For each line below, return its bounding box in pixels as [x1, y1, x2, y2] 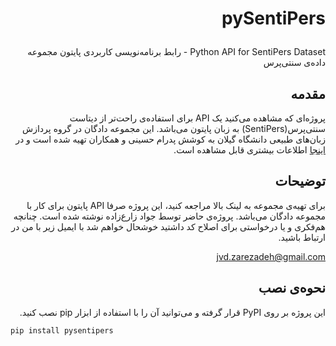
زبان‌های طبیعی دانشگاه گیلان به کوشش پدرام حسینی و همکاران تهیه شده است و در [15, 133, 326, 145]
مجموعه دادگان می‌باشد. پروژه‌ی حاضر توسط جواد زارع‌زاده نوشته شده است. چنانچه [13, 210, 326, 222]
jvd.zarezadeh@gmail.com [216, 250, 326, 262]
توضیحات [274, 173, 326, 190]
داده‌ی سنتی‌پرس [263, 57, 326, 69]
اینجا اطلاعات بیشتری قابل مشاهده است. [173, 144, 326, 156]
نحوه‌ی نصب [258, 280, 326, 297]
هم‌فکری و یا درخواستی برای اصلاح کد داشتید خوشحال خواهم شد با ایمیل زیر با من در [11, 220, 326, 232]
